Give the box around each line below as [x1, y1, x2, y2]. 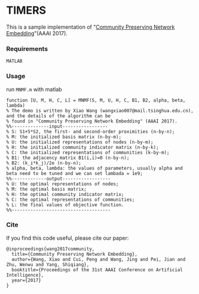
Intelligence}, [6, 272, 44, 278]
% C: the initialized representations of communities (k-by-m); [6, 149, 170, 155]
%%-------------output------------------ [6, 176, 111, 182]
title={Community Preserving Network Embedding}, [11, 251, 137, 257]
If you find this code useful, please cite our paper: [6, 234, 129, 241]
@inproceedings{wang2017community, [6, 246, 95, 252]
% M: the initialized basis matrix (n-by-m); [6, 134, 121, 140]
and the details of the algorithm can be [6, 113, 111, 119]
